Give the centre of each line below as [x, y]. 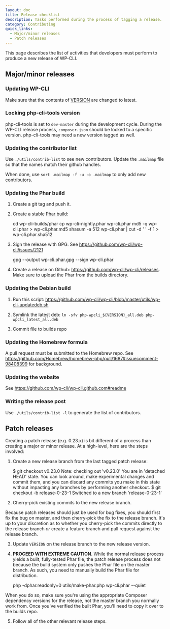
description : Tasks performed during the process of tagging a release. [84, 19]
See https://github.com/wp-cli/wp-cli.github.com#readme [66, 388]
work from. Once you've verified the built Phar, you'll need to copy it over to [84, 606]
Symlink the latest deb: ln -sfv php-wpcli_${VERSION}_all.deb [78, 314]
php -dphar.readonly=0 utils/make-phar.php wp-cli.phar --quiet [79, 585]
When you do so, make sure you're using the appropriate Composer [76, 595]
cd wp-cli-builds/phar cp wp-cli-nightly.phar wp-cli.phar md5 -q [80, 224]
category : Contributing [30, 24]
